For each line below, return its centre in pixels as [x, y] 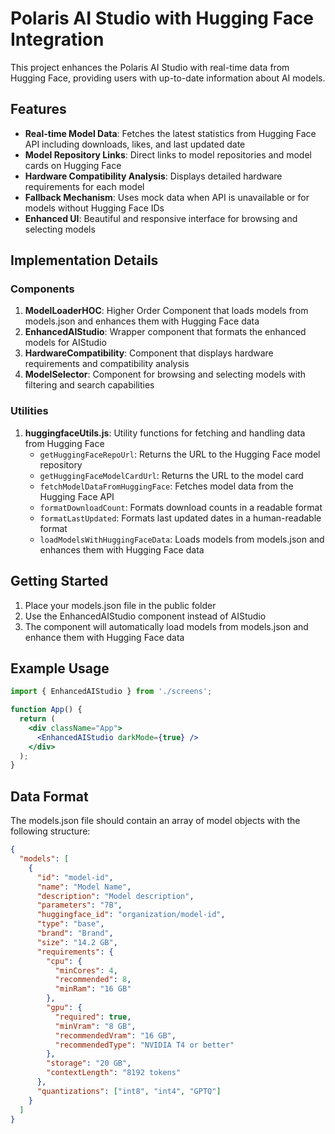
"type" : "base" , [70, 924]
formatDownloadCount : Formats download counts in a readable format [181, 507]
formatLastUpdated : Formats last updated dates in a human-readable [180, 518]
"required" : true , [93, 1017]
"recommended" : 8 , [93, 980]
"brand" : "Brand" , [75, 933]
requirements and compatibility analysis [107, 364]
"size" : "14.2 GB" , [77, 942]
